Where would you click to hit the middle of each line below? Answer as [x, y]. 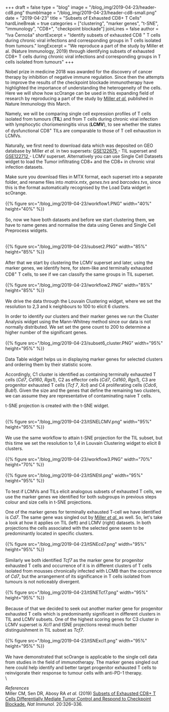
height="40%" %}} [25, 209]
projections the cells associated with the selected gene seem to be [75, 528]
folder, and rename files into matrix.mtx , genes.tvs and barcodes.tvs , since [83, 182]
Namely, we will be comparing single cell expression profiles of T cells [78, 114]
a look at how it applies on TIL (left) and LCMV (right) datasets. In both [78, 523]
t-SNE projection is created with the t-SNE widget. [57, 405]
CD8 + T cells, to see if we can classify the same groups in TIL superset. [80, 274]
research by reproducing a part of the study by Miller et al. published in [79, 98]
